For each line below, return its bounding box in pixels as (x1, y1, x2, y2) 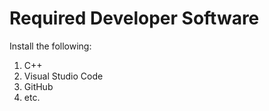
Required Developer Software (9, 7, 260, 30)
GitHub (23, 80, 54, 92)
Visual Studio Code (23, 70, 104, 82)
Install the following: (9, 40, 92, 52)
